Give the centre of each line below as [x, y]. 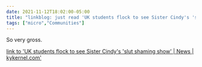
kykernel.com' [24, 58]
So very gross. [24, 40]
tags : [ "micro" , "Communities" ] [45, 23]
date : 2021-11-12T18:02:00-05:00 [48, 12]
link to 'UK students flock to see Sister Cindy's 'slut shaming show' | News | [100, 51]
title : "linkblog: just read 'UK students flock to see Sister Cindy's [98, 17]
